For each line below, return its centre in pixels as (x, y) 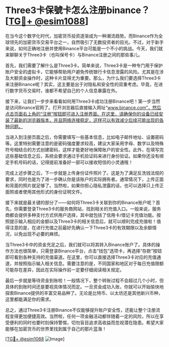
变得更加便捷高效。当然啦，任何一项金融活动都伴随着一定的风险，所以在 (84, 316)
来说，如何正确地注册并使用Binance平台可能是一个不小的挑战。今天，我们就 (84, 48)
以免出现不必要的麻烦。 (38, 234)
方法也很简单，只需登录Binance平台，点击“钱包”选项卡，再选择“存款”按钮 (86, 251)
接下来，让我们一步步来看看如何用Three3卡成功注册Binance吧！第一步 (78, 101)
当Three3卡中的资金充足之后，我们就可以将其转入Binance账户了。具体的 (80, 244)
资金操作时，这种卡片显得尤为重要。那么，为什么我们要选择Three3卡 (90, 78)
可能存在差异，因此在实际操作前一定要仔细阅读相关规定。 (65, 270)
